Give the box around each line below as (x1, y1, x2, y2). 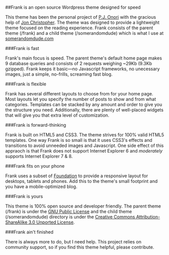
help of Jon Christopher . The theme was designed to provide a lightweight (5, 20, 160, 25)
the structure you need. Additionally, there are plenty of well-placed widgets (5, 107, 164, 113)
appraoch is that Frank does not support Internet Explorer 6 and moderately (5, 148, 163, 154)
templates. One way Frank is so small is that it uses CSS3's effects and (5, 137, 152, 143)
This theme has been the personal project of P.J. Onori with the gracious (5, 14, 156, 20)
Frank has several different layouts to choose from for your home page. (5, 91, 153, 96)
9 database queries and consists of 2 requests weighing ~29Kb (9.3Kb (5, 61, 152, 66)
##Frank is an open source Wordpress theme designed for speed (5, 5, 141, 10)
